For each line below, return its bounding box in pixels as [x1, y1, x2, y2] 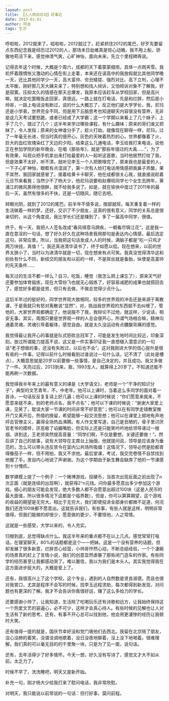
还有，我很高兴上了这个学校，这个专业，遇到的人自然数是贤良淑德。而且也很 [5, 575, 164, 581]
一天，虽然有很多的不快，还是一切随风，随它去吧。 [9, 190, 116, 196]
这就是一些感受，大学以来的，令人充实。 [5, 522, 89, 528]
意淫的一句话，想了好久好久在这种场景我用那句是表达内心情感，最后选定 [14, 231, 164, 237]
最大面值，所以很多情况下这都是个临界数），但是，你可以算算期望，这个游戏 [5, 493, 162, 499]
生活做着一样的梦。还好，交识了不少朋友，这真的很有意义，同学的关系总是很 [5, 208, 164, 214]
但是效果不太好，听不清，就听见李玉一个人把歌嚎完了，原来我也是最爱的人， [5, 159, 164, 165]
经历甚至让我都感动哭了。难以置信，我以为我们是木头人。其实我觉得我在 [14, 559, 164, 565]
